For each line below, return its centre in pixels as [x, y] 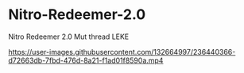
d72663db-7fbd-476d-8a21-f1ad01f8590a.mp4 [86, 60]
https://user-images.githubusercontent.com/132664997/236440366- [122, 52]
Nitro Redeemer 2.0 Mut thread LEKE [69, 36]
